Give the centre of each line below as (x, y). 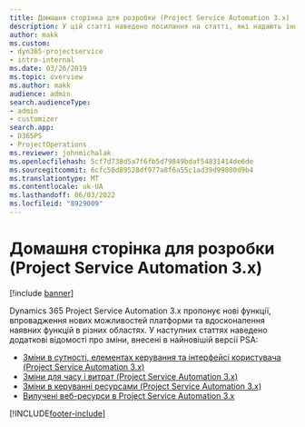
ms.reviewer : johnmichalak (60, 153)
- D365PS (26, 136)
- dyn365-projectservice (56, 52)
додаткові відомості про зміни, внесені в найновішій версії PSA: (134, 339)
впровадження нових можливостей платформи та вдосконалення (137, 320)
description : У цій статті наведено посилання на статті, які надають (146, 26)
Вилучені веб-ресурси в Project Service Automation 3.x (128, 395)
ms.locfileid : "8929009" (56, 204)
